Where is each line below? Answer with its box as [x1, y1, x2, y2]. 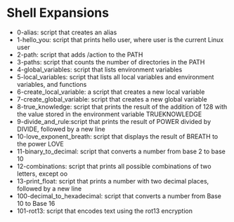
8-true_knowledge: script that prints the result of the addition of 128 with [16, 102, 228, 111]
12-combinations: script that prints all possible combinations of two [16, 162, 212, 170]
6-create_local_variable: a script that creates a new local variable [16, 88, 205, 96]
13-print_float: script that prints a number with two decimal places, [16, 176, 209, 185]
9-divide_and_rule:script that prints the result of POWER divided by [16, 117, 212, 125]
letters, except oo [16, 169, 68, 178]
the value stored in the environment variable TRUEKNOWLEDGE [16, 110, 202, 118]
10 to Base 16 [16, 199, 56, 207]
